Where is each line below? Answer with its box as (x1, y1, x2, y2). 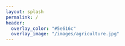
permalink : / (5, 14, 39, 20)
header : (5, 20, 25, 26)
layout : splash (5, 8, 44, 15)
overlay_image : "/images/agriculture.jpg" (11, 31, 120, 37)
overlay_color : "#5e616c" (11, 25, 77, 32)
